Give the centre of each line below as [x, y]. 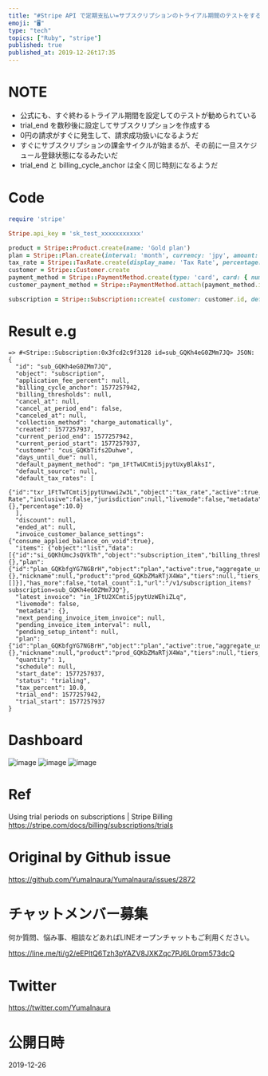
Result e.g [43, 331]
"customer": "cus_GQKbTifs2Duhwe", [75, 450]
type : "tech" [30, 30]
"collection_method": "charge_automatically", [94, 422]
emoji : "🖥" [27, 23]
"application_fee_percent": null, [73, 380]
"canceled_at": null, [51, 416]
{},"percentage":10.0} [46, 506]
